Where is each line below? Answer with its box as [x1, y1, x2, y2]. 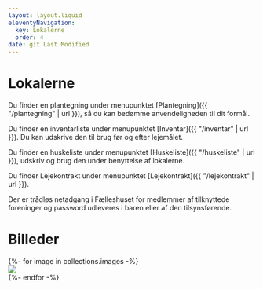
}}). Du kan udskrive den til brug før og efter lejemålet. [8, 133, 183, 142]
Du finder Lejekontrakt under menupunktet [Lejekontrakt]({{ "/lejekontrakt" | [8, 171, 254, 181]
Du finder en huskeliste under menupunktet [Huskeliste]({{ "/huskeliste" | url [8, 148, 255, 157]
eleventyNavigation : [8, 19, 76, 27]
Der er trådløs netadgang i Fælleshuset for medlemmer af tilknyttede [8, 195, 230, 204]
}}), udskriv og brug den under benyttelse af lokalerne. [8, 156, 185, 166]
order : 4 [15, 33, 44, 42]
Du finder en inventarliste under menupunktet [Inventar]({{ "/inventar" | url [8, 124, 249, 134]
